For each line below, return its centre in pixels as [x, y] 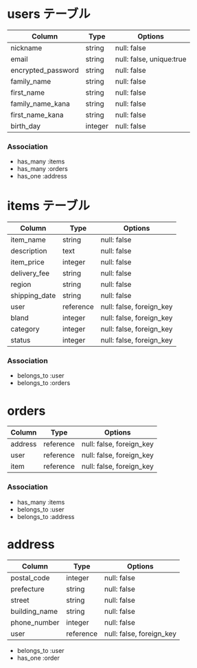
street [20, 600]
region [21, 284]
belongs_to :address [46, 516]
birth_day [26, 126]
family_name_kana [40, 104]
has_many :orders [43, 169]
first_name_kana [37, 115]
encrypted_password [45, 70]
